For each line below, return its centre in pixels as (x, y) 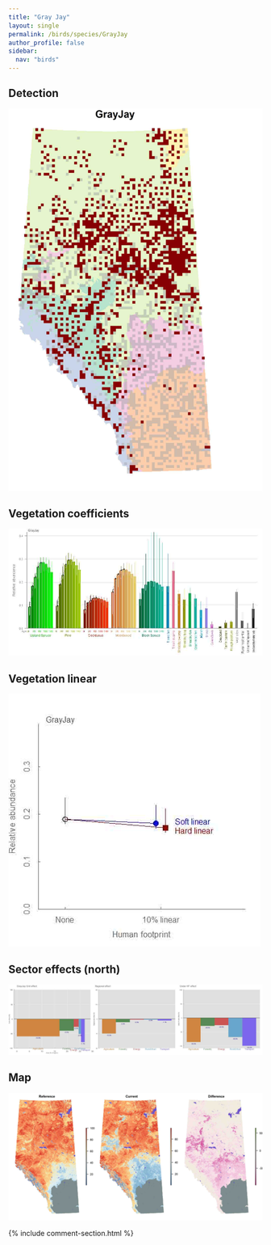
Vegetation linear (52, 679)
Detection (33, 93)
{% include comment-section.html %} (71, 1233)
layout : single (34, 25)
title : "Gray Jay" (39, 17)
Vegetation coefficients (69, 513)
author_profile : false (46, 43)
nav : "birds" (38, 60)
